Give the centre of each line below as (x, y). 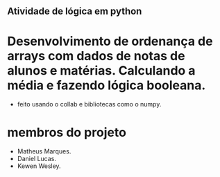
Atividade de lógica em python (75, 11)
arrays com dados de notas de (96, 56)
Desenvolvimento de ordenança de (110, 41)
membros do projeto (67, 132)
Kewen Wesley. (39, 166)
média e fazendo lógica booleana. (107, 85)
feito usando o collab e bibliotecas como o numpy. (89, 104)
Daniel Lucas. (37, 159)
